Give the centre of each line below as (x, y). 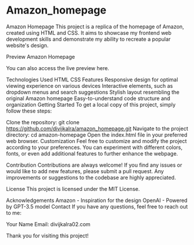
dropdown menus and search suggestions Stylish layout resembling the (93, 92)
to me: (14, 213)
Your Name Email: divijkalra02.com (48, 224)
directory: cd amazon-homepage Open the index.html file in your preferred (97, 135)
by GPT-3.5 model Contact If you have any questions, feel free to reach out (97, 206)
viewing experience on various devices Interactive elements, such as (90, 85)
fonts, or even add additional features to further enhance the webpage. (92, 153)
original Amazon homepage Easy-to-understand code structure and (88, 98)
